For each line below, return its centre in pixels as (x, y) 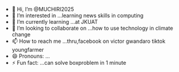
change (21, 35)
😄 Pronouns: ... (31, 56)
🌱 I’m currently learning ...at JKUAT (55, 22)
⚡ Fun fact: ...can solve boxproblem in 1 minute (69, 63)
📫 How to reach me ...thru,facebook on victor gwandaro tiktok (88, 41)
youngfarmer (28, 50)
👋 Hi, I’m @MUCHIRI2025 (43, 9)
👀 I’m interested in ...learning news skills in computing (78, 15)
